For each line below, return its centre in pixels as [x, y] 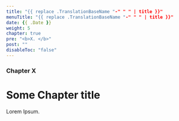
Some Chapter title [53, 95]
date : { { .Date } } [29, 22]
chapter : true [24, 34]
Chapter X [21, 70]
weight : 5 [18, 28]
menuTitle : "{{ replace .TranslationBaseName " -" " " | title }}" [90, 17]
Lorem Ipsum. [23, 111]
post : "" [17, 45]
